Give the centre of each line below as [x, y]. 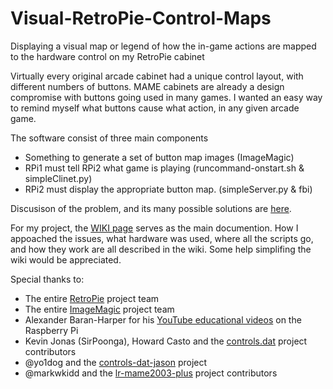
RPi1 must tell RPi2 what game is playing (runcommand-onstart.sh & [164, 168]
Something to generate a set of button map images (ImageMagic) [159, 157]
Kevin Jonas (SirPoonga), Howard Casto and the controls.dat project [166, 341]
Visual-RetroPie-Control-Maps [141, 18]
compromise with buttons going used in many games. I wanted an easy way [166, 97]
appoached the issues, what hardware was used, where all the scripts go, [162, 238]
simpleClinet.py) [58, 178]
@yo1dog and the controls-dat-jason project [116, 362]
